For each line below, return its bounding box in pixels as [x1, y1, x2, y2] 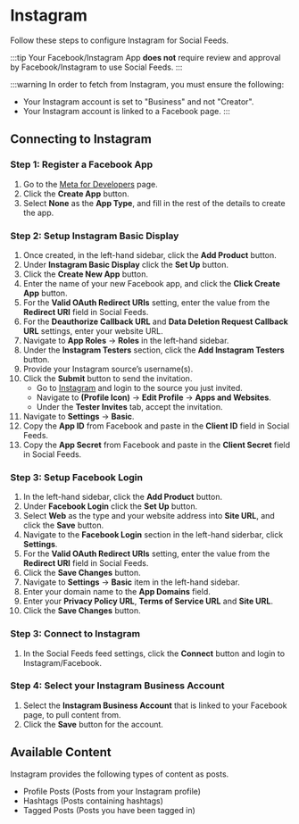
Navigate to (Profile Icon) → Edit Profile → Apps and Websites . [36, 392, 271, 403]
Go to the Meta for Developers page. [22, 179, 159, 189]
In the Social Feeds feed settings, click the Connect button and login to [22, 648, 285, 659]
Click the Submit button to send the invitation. [22, 372, 193, 384]
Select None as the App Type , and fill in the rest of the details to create [22, 197, 286, 208]
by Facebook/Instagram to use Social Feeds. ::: [10, 62, 183, 72]
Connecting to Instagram [10, 131, 153, 147]
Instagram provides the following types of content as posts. [10, 769, 229, 779]
